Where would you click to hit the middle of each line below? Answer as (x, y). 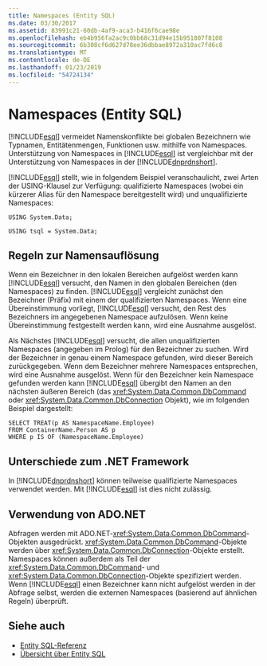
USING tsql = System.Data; (53, 231)
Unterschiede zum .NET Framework (99, 462)
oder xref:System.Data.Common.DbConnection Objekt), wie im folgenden (129, 400)
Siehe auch (37, 626)
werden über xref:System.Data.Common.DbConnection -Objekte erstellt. (126, 550)
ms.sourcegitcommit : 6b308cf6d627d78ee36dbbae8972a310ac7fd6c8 (116, 45)
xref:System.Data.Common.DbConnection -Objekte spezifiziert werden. (125, 576)
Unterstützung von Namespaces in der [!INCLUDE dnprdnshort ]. (113, 162)
